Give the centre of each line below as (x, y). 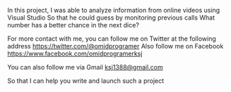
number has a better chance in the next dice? (73, 25)
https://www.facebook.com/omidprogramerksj (75, 53)
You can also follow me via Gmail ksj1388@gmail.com (85, 67)
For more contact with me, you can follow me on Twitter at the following (112, 39)
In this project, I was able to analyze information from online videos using (114, 10)
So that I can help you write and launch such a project (86, 81)
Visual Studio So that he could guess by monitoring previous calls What (111, 18)
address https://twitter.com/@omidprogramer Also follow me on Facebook (115, 46)
